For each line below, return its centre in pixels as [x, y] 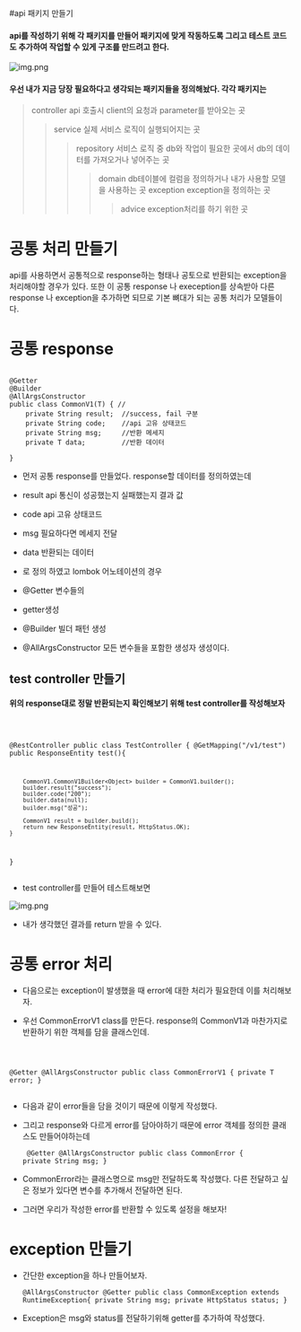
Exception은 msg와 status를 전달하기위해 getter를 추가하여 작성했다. [143, 1319]
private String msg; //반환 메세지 [95, 434]
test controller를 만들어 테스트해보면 [86, 888]
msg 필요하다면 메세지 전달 [70, 533]
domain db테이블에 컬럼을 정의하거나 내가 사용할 [184, 179]
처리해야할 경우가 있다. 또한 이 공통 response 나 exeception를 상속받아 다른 [142, 286]
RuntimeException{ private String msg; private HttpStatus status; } [155, 1301]
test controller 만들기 [67, 679]
